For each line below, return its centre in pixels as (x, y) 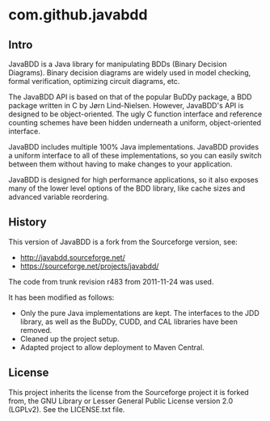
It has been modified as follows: (61, 297)
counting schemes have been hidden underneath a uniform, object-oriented (135, 122)
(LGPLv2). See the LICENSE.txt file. (67, 409)
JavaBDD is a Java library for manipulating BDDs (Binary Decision (118, 64)
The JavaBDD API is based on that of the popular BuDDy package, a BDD (130, 97)
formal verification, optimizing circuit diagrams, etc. (94, 81)
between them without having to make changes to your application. (120, 164)
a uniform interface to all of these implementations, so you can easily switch (135, 156)
